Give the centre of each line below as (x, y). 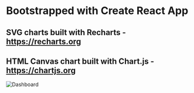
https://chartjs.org (41, 70)
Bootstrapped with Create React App (97, 11)
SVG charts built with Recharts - (66, 32)
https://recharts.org (44, 41)
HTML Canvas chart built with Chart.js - (80, 61)
